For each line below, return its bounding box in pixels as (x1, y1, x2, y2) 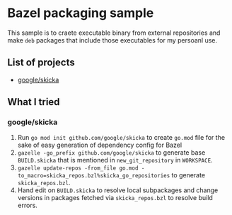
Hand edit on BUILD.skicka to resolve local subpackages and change (17, 186, 219, 194)
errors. (17, 201, 37, 210)
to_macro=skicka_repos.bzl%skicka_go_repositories (17, 172, 170, 180)
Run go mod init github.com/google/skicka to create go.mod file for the (17, 133, 225, 142)
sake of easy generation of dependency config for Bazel (17, 140, 182, 150)
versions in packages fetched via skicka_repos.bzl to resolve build (17, 194, 214, 202)
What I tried (7, 96, 60, 108)
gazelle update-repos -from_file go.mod (17, 165, 139, 172)
